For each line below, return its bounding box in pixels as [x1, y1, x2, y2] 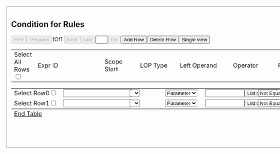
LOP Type [140, 61, 168, 70]
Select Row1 [14, 99, 50, 107]
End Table [14, 109, 43, 117]
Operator [233, 61, 258, 70]
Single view [181, 36, 207, 43]
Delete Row [150, 36, 176, 43]
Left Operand [179, 61, 217, 70]
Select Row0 [14, 89, 50, 98]
